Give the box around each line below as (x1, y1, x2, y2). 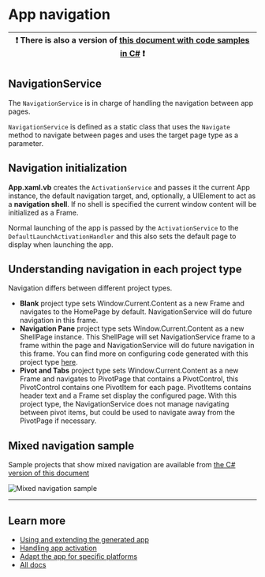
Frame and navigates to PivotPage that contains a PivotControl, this (19, 374, 239, 384)
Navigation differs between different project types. (8, 283, 173, 293)
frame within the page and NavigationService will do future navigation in (19, 341, 255, 350)
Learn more (8, 514, 66, 527)
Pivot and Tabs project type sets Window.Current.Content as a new (19, 365, 239, 376)
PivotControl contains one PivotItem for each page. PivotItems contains (19, 383, 252, 392)
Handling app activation (19, 543, 97, 553)
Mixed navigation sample (8, 439, 135, 452)
